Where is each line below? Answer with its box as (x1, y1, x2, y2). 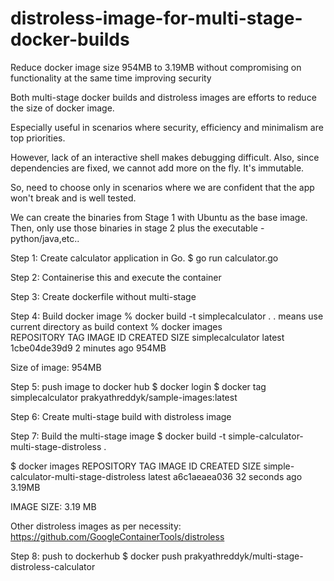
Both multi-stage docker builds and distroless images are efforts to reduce (10, 91, 317, 103)
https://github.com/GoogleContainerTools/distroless (10, 530, 225, 542)
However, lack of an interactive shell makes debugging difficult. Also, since (10, 151, 320, 163)
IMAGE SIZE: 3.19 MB (10, 500, 97, 512)
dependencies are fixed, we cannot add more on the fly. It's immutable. (10, 162, 305, 174)
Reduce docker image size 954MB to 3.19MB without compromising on (10, 61, 302, 73)
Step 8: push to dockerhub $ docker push (10, 550, 183, 562)
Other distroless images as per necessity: (10, 520, 182, 532)
